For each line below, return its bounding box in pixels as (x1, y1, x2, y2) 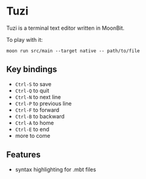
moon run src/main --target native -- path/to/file (6, 47, 140, 54)
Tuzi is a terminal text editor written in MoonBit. (6, 24, 125, 32)
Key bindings (6, 64, 58, 75)
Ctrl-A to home (15, 119, 54, 126)
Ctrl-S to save (15, 80, 52, 87)
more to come (15, 132, 50, 139)
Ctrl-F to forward (15, 106, 60, 113)
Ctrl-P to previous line (15, 100, 72, 107)
